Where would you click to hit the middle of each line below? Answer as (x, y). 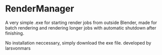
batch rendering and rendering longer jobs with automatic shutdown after (81, 27)
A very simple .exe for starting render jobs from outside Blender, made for (81, 22)
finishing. (15, 33)
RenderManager (40, 9)
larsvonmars (18, 48)
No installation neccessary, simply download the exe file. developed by (78, 42)
